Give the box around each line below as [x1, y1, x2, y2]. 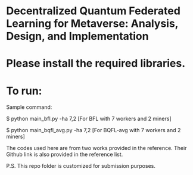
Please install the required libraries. [6, 57, 186, 70]
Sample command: [6, 104, 52, 111]
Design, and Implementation [6, 30, 149, 43]
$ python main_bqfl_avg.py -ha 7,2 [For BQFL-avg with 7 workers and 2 [6, 127, 181, 134]
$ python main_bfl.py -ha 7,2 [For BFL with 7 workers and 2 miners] [6, 115, 172, 123]
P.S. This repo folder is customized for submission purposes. [6, 162, 156, 170]
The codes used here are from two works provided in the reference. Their [6, 145, 187, 152]
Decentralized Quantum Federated [6, 4, 180, 18]
